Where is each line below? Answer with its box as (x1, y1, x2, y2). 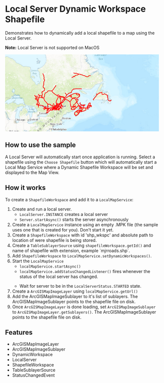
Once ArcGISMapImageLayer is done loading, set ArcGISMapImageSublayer (12, 304, 156, 310)
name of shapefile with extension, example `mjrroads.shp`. (12, 248, 130, 254)
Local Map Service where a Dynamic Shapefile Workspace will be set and (5, 164, 153, 170)
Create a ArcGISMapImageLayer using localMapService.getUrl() (12, 288, 138, 294)
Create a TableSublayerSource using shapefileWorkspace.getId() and (12, 242, 151, 248)
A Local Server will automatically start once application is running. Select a (5, 154, 155, 160)
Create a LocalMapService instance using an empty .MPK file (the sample (12, 221, 159, 228)
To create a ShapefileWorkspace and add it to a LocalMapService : (5, 196, 134, 202)
